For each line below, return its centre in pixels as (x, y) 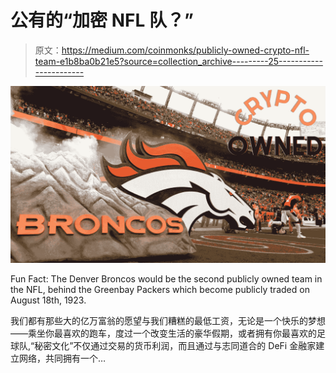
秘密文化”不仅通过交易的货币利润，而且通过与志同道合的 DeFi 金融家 (175, 346)
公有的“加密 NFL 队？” (102, 20)
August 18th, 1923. (48, 300)
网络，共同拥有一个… (62, 358)
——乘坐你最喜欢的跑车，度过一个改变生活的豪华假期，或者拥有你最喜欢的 (163, 333)
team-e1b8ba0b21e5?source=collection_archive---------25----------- (178, 61)
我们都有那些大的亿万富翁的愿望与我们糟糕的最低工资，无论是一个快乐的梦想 (168, 321)
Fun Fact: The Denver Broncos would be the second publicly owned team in (166, 279)
